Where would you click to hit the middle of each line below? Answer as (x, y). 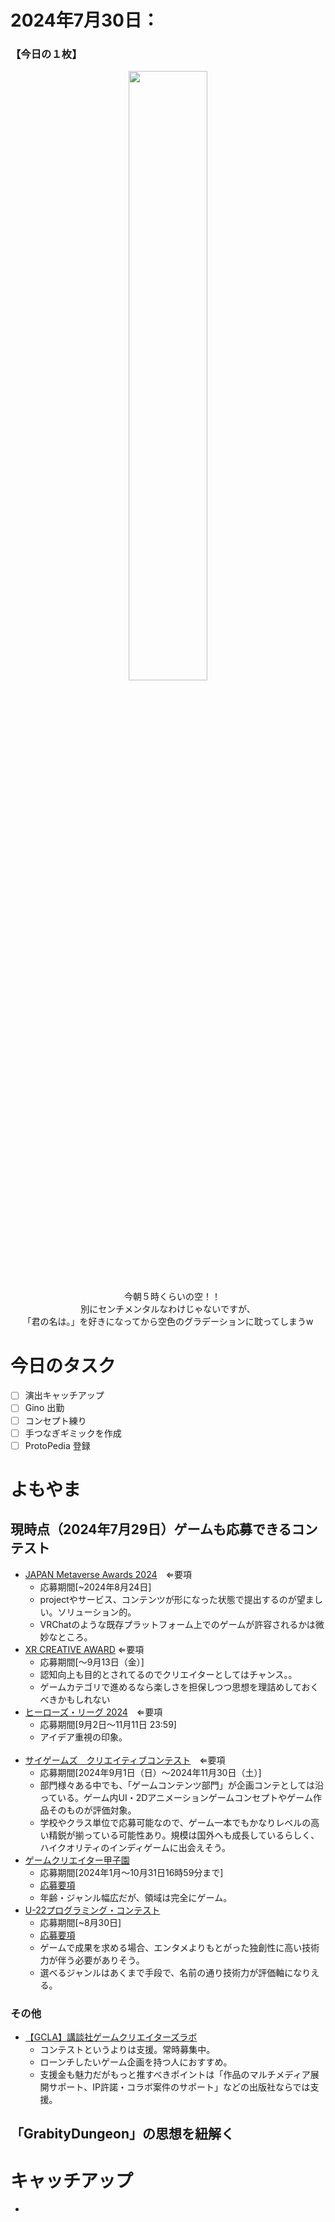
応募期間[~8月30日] (80, 1922)
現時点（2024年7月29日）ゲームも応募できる (151, 1529)
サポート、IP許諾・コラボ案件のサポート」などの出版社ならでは (179, 2087)
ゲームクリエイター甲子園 (77, 1860)
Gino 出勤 (44, 1408)
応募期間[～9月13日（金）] (92, 1662)
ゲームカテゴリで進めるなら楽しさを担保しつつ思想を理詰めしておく (179, 1687)
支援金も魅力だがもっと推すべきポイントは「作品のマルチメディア (175, 2075)
